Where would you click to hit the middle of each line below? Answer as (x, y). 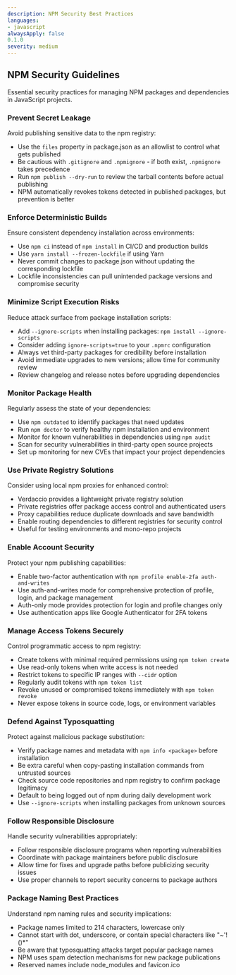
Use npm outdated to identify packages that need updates (101, 422)
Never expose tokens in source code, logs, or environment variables (117, 703)
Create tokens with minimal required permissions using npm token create (123, 659)
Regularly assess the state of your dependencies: (79, 408)
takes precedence (44, 169)
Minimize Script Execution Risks (63, 302)
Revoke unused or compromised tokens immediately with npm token (116, 689)
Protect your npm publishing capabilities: (67, 563)
